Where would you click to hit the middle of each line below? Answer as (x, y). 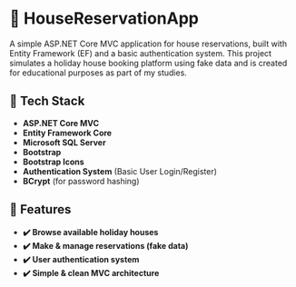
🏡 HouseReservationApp (104, 19)
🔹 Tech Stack (47, 101)
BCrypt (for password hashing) (81, 181)
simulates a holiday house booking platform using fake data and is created (148, 63)
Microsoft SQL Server (64, 142)
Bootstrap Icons (53, 162)
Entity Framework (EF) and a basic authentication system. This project (141, 53)
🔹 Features (40, 209)
